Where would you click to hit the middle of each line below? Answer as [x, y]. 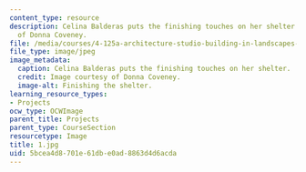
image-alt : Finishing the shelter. [85, 86]
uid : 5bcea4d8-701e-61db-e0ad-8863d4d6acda [93, 153]
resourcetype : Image [49, 137]
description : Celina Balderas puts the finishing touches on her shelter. [154, 26]
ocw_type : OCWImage [46, 111]
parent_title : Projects [55, 119]
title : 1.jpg [34, 145]
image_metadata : [40, 60]
